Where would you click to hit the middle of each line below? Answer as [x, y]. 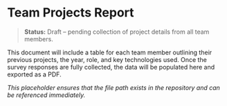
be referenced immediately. [46, 95]
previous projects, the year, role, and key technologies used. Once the [107, 59]
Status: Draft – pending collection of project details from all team [117, 32]
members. [38, 39]
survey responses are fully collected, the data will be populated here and [111, 67]
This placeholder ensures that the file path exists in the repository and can [113, 87]
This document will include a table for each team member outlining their [110, 52]
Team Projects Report [71, 13]
